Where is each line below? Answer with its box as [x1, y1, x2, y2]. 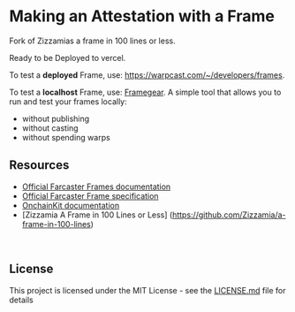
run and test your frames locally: [9, 95, 127, 107]
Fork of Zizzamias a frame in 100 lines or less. [9, 35, 176, 46]
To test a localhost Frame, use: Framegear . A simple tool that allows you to [9, 87, 282, 97]
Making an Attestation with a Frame [9, 6, 276, 27]
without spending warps [21, 132, 110, 142]
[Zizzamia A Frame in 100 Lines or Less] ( [21, 209, 173, 220]
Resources [9, 157, 70, 173]
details [9, 294, 34, 305]
